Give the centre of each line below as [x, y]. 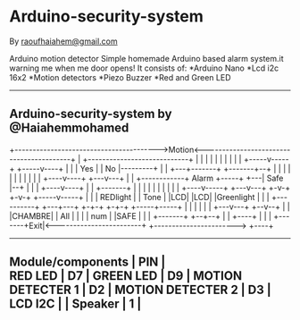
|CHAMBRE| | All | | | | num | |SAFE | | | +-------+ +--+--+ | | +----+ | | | [141, 215]
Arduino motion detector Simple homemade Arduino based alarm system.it [146, 58]
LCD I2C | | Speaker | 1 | [75, 304]
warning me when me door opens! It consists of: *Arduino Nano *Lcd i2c [144, 68]
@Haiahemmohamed [69, 128]
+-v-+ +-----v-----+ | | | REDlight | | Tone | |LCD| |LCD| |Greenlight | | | [139, 197]
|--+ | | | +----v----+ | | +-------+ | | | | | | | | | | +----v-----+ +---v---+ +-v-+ [150, 187]
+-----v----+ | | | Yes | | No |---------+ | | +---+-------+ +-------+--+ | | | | [154, 168]
